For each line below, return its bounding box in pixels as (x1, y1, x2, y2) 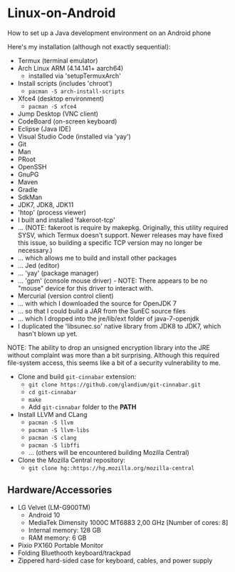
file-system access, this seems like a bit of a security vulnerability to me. (7, 358, 221, 367)
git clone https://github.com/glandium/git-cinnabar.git (28, 381, 202, 388)
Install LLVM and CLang (17, 410, 88, 418)
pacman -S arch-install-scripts (28, 88, 125, 95)
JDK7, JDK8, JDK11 (17, 200, 74, 209)
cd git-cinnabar (28, 388, 77, 396)
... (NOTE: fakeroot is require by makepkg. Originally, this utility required (17, 223, 229, 231)
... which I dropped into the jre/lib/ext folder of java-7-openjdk (17, 314, 199, 323)
